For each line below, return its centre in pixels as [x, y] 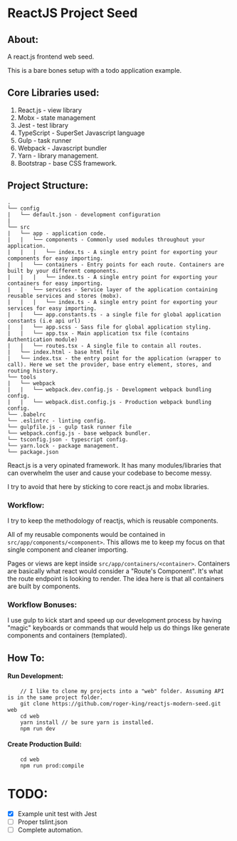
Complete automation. [50, 830]
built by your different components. [63, 271]
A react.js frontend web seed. [51, 56]
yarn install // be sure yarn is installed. [87, 722]
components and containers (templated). [67, 635]
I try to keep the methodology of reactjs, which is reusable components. [113, 520]
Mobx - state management [57, 117]
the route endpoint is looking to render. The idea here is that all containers [116, 578]
